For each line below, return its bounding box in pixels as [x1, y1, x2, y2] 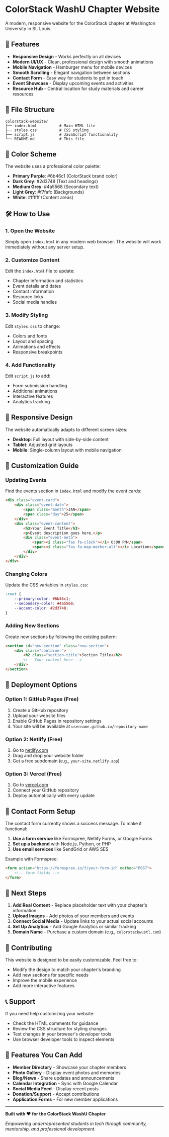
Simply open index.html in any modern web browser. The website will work [5, 239, 161, 245]
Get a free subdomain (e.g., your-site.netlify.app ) [12, 758, 120, 764]
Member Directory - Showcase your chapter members [12, 1064, 127, 1070]
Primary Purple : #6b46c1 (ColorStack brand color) [12, 173, 118, 179]
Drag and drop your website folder [12, 752, 84, 758]
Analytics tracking [12, 398, 50, 404]
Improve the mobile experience [12, 977, 77, 984]
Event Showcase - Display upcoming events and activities [12, 80, 134, 86]
